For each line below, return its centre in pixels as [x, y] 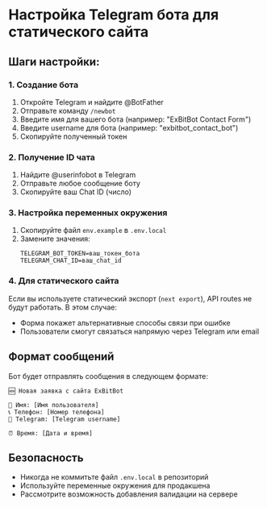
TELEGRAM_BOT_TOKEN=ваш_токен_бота [80, 254]
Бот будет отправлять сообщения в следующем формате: [108, 376]
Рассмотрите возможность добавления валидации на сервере [129, 494]
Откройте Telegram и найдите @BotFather [92, 102]
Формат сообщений [61, 357]
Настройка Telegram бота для [114, 15]
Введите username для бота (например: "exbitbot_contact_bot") [129, 127]
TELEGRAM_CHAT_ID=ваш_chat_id [71, 261]
